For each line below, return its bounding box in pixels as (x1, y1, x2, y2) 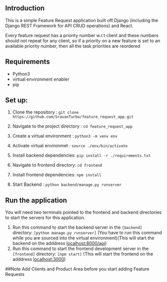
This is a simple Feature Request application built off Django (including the (5, 17, 158, 23)
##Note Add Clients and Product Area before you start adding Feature (5, 266, 149, 272)
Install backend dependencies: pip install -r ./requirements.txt (12, 152, 151, 158)
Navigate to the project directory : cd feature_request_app (12, 123, 132, 129)
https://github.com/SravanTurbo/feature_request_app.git (12, 115, 134, 120)
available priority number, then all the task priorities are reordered (5, 43, 140, 49)
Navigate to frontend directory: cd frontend (12, 162, 102, 168)
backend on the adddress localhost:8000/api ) (12, 240, 107, 246)
